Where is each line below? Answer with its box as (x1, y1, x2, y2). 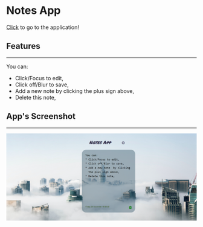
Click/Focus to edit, (14, 74, 63, 82)
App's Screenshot (6, 111, 76, 121)
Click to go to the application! (6, 24, 80, 31)
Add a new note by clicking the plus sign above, (14, 87, 135, 94)
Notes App (6, 4, 61, 18)
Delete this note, (14, 94, 56, 101)
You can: (6, 63, 28, 70)
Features (6, 41, 40, 51)
